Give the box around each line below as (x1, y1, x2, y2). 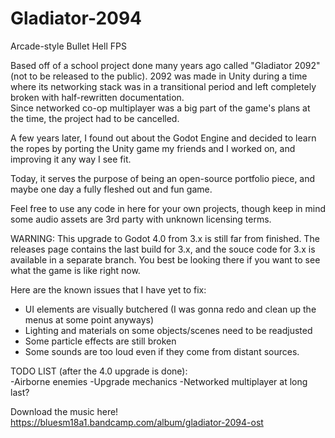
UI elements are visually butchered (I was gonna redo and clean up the (24, 303, 317, 315)
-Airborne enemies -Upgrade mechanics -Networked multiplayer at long (10, 375, 308, 387)
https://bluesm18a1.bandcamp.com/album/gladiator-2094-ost (10, 416, 264, 428)
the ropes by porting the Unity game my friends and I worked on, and (10, 142, 296, 154)
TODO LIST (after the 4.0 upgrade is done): (10, 365, 188, 377)
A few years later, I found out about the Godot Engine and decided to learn (10, 132, 317, 144)
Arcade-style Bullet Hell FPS (10, 40, 127, 52)
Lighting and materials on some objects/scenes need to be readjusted (24, 324, 313, 336)
